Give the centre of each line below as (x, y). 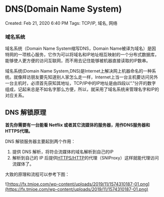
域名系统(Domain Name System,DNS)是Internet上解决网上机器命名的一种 (79, 71)
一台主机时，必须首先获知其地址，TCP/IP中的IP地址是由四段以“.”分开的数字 (81, 83)
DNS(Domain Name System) (64, 9)
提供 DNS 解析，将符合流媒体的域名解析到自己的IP (63, 152)
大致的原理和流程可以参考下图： (37, 175)
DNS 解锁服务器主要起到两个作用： (40, 141)
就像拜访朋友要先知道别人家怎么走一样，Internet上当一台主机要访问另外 (86, 77)
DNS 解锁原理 (26, 112)
